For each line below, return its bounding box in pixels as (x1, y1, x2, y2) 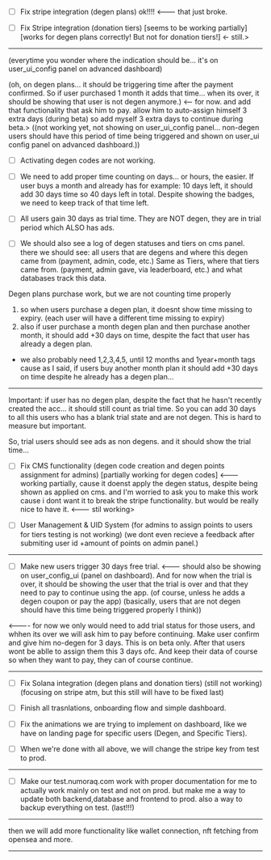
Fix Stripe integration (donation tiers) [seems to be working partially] (19, 23, 248, 33)
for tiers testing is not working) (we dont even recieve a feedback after (19, 529, 255, 539)
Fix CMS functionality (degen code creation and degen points (19, 461, 225, 471)
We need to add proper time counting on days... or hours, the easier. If (19, 172, 254, 181)
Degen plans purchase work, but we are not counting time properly (8, 289, 231, 299)
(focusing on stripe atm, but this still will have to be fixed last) (19, 687, 224, 697)
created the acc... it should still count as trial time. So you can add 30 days (8, 404, 256, 413)
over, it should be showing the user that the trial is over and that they (19, 578, 248, 589)
